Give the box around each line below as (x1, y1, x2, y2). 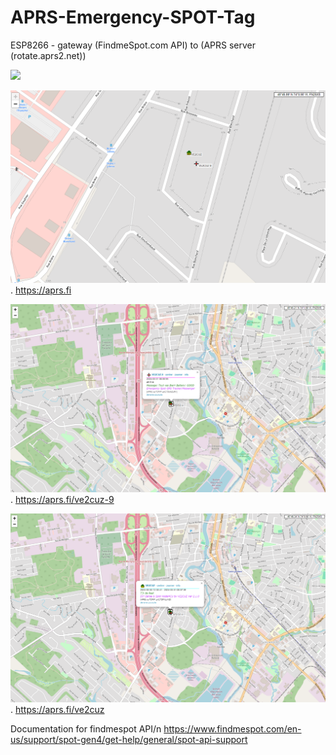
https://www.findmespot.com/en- (163, 723, 302, 735)
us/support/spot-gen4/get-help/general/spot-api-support (10, 734, 248, 746)
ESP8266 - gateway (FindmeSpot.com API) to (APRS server (10, 39, 257, 51)
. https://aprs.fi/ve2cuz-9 (10, 493, 115, 505)
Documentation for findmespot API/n (10, 723, 162, 735)
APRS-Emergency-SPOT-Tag (10, 6, 256, 29)
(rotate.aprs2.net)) (10, 49, 87, 61)
